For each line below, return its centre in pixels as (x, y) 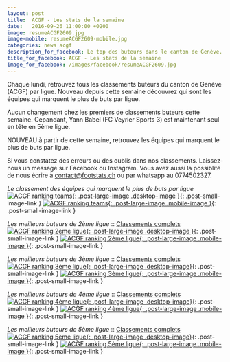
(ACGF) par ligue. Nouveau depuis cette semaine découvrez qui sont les (109, 91)
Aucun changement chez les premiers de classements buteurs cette (104, 112)
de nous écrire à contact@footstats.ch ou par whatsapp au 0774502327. (110, 175)
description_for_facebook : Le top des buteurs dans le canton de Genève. (115, 52)
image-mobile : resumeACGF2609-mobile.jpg (67, 39)
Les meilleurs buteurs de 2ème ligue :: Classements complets (94, 223)
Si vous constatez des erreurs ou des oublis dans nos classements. (102, 160)
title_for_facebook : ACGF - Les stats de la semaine (84, 58)
